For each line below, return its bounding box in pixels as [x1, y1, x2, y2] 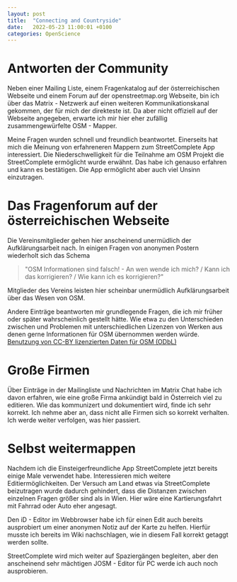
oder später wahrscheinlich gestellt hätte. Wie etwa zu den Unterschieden [7, 315, 224, 324]
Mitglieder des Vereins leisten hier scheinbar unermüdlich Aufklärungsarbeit [7, 286, 229, 295]
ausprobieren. [7, 567, 48, 575]
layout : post [7, 10, 46, 18]
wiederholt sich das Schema [7, 251, 91, 260]
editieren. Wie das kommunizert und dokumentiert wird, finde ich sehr [7, 401, 212, 409]
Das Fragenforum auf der [7, 198, 158, 214]
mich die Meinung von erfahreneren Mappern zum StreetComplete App [7, 143, 216, 152]
